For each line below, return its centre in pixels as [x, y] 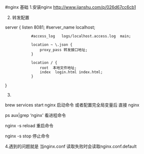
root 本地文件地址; [58, 68]
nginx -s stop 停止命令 [27, 136]
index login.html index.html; [71, 72]
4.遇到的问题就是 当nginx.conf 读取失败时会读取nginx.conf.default [71, 146]
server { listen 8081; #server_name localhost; [50, 27]
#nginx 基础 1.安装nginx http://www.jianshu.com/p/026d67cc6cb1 [71, 7]
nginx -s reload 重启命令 [29, 125]
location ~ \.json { [52, 45]
